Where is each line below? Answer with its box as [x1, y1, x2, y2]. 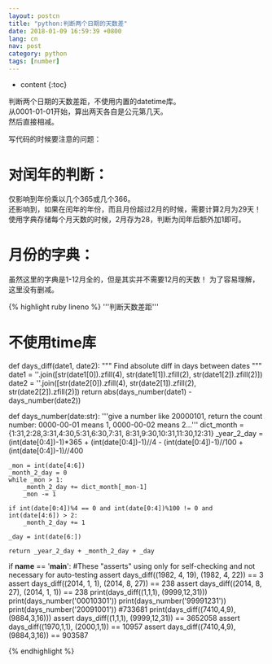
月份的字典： [8, 246, 95, 264]
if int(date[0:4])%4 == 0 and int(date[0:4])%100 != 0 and [8, 504, 213, 513]
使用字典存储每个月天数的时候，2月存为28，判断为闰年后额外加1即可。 [8, 214, 246, 224]
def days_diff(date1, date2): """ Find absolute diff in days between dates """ [8, 360, 262, 370]
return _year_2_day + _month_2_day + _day [8, 547, 155, 555]
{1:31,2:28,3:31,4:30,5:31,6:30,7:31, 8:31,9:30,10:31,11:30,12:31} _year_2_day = [8, 428, 264, 438]
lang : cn [8, 34, 38, 43]
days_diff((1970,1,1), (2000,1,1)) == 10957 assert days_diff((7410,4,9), [8, 622, 236, 631]
